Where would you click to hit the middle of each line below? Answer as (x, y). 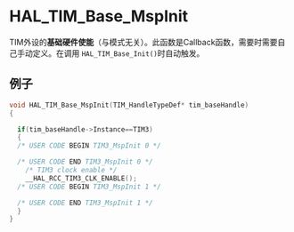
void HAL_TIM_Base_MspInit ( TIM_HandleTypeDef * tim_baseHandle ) (129, 105)
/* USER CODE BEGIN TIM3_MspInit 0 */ (90, 146)
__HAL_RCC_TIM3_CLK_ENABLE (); (82, 178)
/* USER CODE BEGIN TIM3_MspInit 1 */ (90, 187)
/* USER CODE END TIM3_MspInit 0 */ (85, 162)
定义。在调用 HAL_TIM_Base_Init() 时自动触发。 (118, 53)
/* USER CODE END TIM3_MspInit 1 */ (85, 203)
